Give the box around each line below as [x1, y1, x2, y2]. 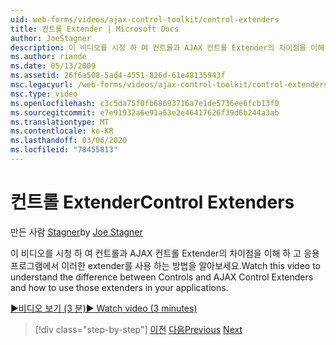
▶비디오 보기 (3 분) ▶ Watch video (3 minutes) [10, 302, 198, 314]
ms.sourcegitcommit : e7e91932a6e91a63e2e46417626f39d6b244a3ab [10, 107, 280, 118]
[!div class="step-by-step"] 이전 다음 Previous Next [34, 323, 243, 335]
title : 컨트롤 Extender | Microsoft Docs [10, 24, 180, 34]
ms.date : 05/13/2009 [10, 61, 97, 71]
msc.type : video [10, 89, 78, 99]
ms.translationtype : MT [10, 117, 110, 127]
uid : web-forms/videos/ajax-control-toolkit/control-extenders [10, 14, 280, 25]
